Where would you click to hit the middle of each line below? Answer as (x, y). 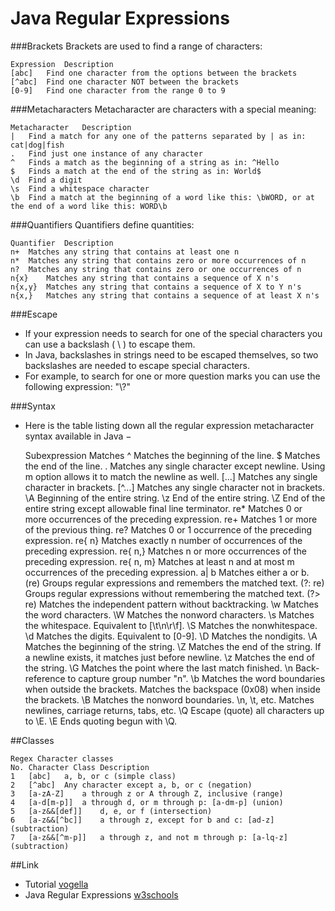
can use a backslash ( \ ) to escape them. (110, 344)
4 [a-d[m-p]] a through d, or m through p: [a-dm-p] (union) (147, 802)
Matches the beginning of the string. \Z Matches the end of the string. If (173, 646)
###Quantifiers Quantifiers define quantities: (102, 224)
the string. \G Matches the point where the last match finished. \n (158, 668)
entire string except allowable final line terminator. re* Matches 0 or (163, 508)
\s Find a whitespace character (80, 188)
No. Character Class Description (80, 767)
